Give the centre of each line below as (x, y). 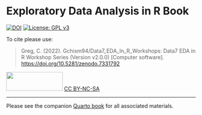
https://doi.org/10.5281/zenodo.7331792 (70, 63)
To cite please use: (29, 39)
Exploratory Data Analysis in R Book (98, 11)
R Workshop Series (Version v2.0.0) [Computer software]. (92, 57)
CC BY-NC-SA (82, 89)
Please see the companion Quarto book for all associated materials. (90, 105)
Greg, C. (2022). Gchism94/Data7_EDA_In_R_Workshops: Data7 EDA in (108, 51)
